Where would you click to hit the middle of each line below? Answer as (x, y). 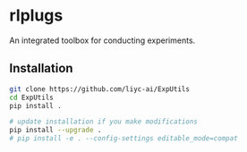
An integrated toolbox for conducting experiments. (102, 40)
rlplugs (36, 16)
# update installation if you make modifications (104, 122)
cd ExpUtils (31, 97)
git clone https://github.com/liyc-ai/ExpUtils (100, 89)
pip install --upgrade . (55, 131)
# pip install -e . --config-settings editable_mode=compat (124, 139)
